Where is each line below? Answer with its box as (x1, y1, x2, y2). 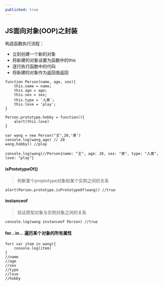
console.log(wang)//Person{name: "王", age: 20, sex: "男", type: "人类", (5, 151, 159, 156)
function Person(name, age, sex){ (5, 79, 76, 84)
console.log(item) (14, 246, 52, 251)
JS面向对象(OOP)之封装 (5, 27, 78, 35)
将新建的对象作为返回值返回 (12, 70, 69, 75)
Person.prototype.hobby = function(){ (5, 115, 85, 120)
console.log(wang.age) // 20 (5, 138, 65, 143)
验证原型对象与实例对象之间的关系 (17, 209, 87, 215)
